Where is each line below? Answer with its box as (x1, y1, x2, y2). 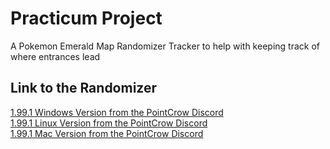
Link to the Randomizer (10, 80, 158, 97)
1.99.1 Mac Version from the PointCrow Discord (10, 127, 204, 139)
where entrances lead (10, 50, 101, 62)
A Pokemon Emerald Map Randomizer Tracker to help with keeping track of (10, 40, 320, 52)
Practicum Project (10, 7, 163, 30)
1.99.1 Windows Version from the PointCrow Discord (10, 106, 224, 118)
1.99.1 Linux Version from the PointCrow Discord (10, 117, 208, 129)
